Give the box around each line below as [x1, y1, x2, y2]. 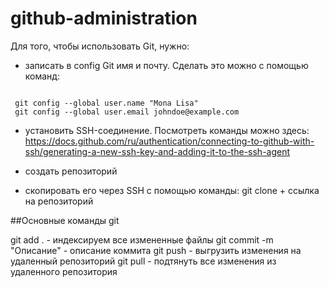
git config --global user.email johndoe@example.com [14, 107, 240, 117]
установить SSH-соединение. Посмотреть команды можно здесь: [24, 124, 310, 136]
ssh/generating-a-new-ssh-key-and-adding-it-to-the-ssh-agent [24, 145, 291, 157]
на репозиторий [24, 195, 94, 207]
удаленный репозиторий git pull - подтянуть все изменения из [10, 255, 277, 267]
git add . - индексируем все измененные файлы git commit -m [10, 233, 274, 246]
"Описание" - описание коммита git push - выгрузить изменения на [10, 244, 302, 256]
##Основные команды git [10, 214, 120, 226]
